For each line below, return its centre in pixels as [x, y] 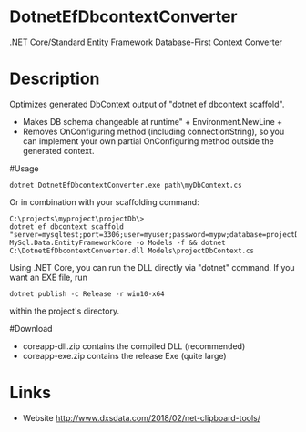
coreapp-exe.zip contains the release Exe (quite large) [124, 355]
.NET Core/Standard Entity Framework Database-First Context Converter [146, 42]
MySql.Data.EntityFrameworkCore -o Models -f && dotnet [117, 242]
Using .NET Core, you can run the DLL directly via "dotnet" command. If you [152, 267]
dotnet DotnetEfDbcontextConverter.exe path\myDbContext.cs [126, 185]
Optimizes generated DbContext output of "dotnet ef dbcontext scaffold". [147, 104]
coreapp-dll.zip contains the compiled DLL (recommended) [134, 346]
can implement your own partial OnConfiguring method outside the [148, 141]
